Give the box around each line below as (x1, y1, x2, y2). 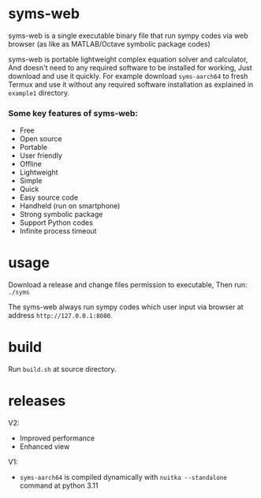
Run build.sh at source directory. (8, 365, 117, 374)
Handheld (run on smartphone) (19, 201, 121, 211)
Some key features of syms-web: (8, 107, 138, 118)
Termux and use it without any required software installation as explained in (8, 80, 254, 89)
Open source (19, 134, 62, 144)
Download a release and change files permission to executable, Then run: (8, 280, 248, 290)
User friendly (19, 151, 63, 160)
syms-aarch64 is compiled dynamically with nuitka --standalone (19, 473, 227, 482)
